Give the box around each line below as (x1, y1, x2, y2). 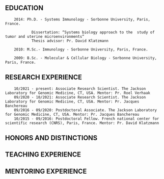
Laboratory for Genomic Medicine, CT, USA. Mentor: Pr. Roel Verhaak (5, 90, 151, 95)
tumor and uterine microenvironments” (5, 34, 84, 39)
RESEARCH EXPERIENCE (5, 73, 82, 81)
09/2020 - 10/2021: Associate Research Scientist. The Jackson (14, 95, 146, 100)
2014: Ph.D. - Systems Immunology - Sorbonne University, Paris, (14, 17, 151, 22)
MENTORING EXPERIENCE (5, 167, 87, 176)
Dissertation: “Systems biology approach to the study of (31, 29, 155, 35)
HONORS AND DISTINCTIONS (5, 134, 98, 142)
